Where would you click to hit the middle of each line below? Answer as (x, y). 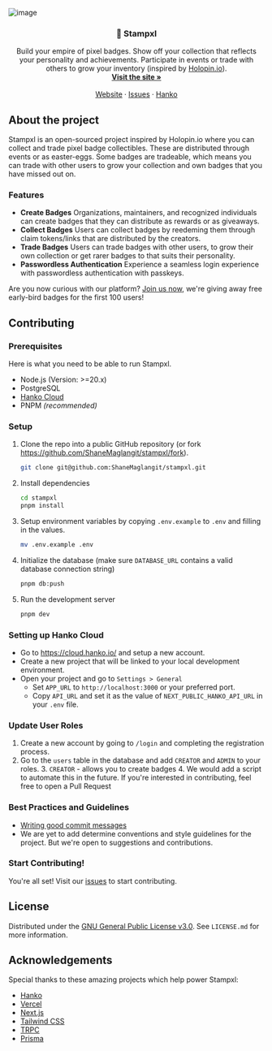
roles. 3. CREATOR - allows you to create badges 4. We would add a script (140, 769)
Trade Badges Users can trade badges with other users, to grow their (137, 247)
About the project (54, 120)
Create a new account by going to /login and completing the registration (142, 743)
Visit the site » (136, 77)
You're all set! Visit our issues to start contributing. (93, 880)
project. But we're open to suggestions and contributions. (117, 842)
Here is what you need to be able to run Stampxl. (90, 364)
